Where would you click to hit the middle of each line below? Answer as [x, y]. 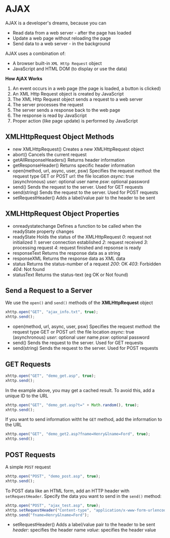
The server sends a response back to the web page [66, 110]
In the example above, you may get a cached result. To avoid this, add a [80, 390]
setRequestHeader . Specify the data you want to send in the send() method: [83, 496]
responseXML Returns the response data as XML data [69, 258]
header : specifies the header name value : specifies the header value [84, 530]
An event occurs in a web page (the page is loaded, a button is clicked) [87, 88]
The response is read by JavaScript [50, 115]
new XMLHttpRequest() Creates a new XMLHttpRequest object [78, 149]
